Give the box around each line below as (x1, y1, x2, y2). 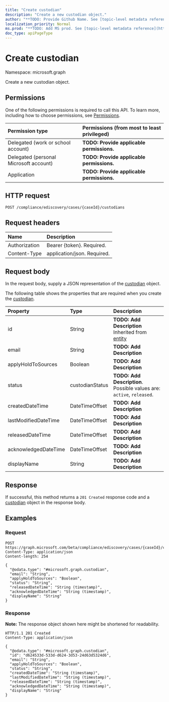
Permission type (8, 127, 48, 134)
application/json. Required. (46, 250, 110, 257)
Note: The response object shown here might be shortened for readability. (5, 621, 159, 627)
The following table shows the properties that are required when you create (5, 290, 162, 296)
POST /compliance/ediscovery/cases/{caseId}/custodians (5, 205, 125, 210)
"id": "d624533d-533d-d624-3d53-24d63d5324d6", (10, 653, 112, 658)
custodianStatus (69, 381, 109, 389)
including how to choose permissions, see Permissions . (5, 112, 121, 118)
